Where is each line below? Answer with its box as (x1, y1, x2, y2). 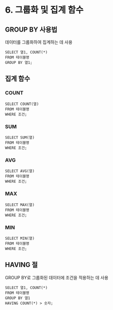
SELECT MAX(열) (5, 202, 35, 207)
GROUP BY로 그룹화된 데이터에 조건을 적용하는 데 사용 (5, 274, 109, 280)
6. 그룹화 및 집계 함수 (5, 4, 84, 16)
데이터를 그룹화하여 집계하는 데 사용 (5, 39, 73, 45)
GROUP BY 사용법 (5, 25, 57, 34)
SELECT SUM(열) (5, 135, 35, 140)
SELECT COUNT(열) (5, 101, 39, 106)
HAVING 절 (5, 261, 38, 269)
